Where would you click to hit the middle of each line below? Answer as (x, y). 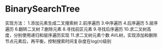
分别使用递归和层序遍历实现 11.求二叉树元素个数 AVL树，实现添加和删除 (85, 35)
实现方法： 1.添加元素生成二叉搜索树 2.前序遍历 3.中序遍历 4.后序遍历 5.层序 (81, 23)
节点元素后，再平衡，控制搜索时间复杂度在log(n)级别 (58, 41)
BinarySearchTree (42, 9)
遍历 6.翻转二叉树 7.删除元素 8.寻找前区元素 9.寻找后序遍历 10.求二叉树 (76, 29)
